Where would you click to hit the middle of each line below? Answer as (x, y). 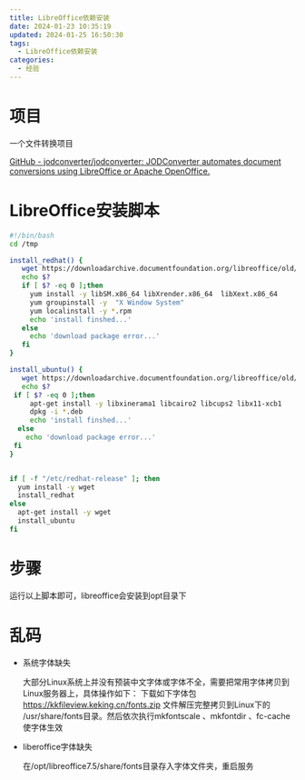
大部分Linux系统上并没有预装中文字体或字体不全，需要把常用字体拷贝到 (156, 682)
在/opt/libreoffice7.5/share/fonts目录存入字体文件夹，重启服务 (138, 765)
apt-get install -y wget (64, 513)
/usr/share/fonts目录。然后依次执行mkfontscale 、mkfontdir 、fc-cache (156, 715)
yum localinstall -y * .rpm (80, 311)
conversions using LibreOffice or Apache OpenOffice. (110, 171)
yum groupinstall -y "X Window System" (107, 302)
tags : (20, 43)
